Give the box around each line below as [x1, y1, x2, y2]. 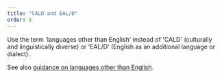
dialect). [7, 49, 31, 58]
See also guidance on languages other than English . [7, 63, 154, 71]
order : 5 [7, 16, 32, 23]
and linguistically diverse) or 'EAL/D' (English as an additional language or [7, 42, 216, 51]
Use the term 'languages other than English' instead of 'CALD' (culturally [7, 35, 212, 43]
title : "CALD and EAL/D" [7, 10, 78, 17]
